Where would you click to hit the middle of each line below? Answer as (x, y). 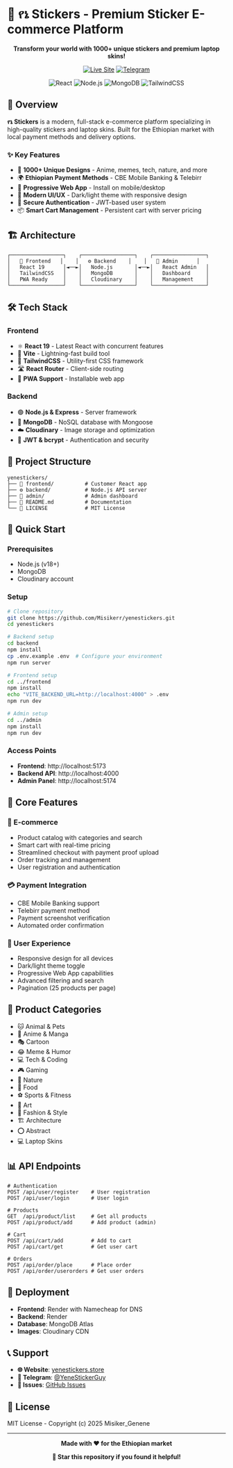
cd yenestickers (31, 625)
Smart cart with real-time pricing (64, 845)
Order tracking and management (64, 859)
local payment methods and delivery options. (72, 137)
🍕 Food (27, 1087)
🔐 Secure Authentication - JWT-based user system (92, 203)
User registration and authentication (69, 867)
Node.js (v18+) (38, 564)
